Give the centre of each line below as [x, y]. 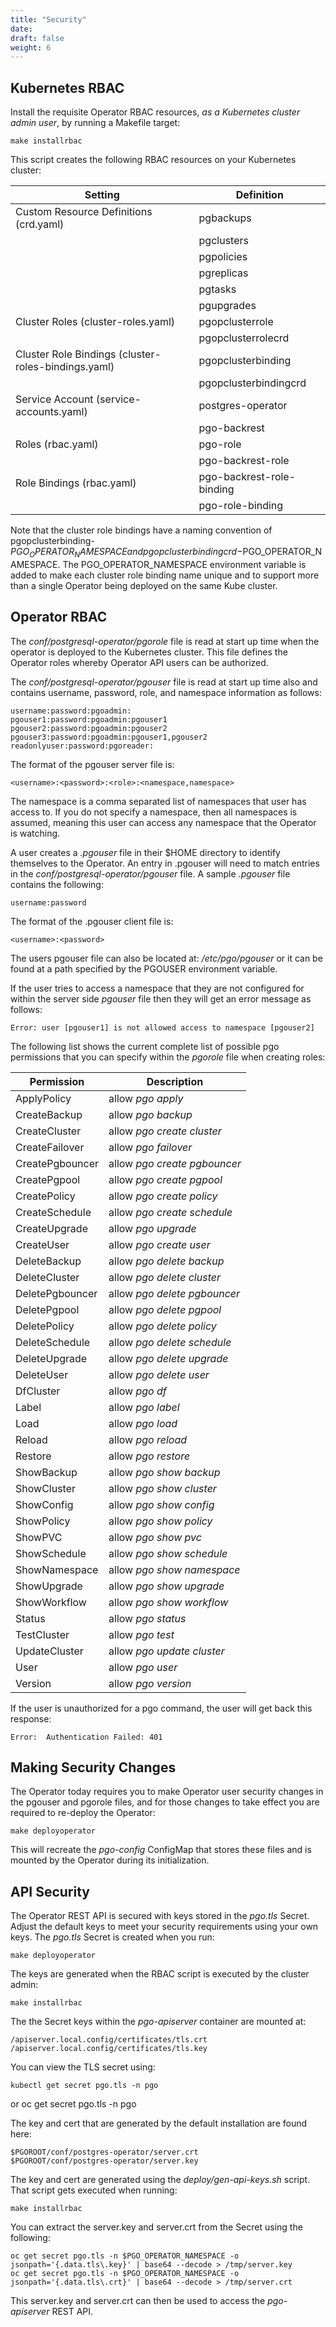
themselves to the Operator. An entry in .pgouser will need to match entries [165, 863]
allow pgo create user [159, 1244]
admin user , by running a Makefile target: [95, 123]
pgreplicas [223, 273]
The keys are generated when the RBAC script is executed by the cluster [160, 1974]
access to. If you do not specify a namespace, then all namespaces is [154, 812]
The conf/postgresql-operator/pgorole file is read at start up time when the [165, 641]
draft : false [37, 38]
